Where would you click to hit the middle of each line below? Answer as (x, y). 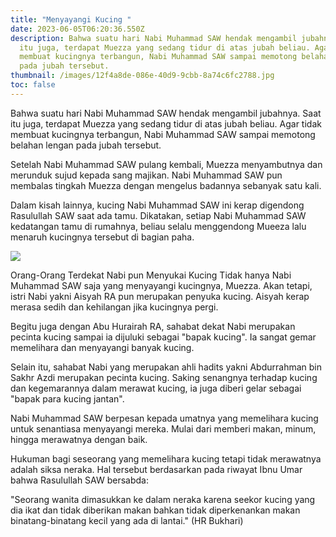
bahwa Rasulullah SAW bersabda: (79, 480)
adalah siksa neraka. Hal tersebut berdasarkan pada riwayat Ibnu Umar (156, 469)
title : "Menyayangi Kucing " (71, 19)
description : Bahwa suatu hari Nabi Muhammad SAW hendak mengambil (154, 38)
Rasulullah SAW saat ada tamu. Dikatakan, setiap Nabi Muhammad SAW (158, 215)
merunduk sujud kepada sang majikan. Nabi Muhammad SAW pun (146, 175)
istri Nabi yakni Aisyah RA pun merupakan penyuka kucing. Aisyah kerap (160, 296)
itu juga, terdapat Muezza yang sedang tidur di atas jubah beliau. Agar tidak (166, 123)
